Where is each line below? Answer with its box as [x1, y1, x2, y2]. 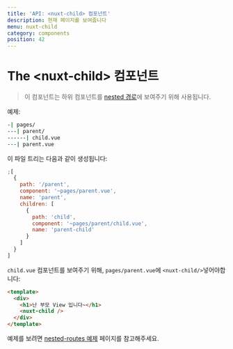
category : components [7, 29, 70, 37]
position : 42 [7, 36, 45, 43]
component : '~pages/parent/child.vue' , [32, 220, 148, 227]
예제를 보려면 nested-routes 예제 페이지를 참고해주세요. [7, 334, 159, 343]
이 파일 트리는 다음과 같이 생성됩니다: [7, 154, 108, 162]
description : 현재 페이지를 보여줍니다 [7, 17, 106, 24]
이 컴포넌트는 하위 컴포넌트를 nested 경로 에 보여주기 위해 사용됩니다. [24, 93, 211, 101]
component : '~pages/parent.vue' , [19, 187, 117, 195]
